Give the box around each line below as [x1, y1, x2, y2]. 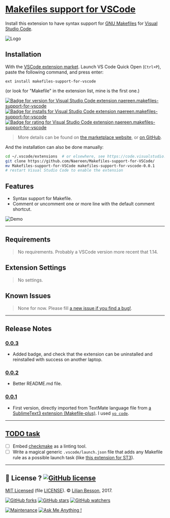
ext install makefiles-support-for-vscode [5, 78, 96, 84]
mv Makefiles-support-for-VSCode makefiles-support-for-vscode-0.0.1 [5, 163, 155, 168]
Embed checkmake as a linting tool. [12, 443, 87, 449]
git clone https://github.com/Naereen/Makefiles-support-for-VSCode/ [5, 158, 155, 164]
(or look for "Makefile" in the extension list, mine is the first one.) [5, 88, 140, 94]
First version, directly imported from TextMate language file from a [12, 405, 152, 411]
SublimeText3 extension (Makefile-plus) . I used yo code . [12, 410, 130, 416]
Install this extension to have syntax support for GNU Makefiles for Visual [5, 20, 158, 26]
